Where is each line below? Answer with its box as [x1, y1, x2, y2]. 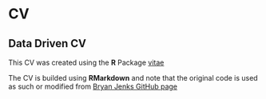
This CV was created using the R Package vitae [8, 57, 165, 67]
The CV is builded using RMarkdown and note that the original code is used [8, 73, 258, 82]
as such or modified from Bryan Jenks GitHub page [8, 81, 178, 91]
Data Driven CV [8, 37, 86, 50]
